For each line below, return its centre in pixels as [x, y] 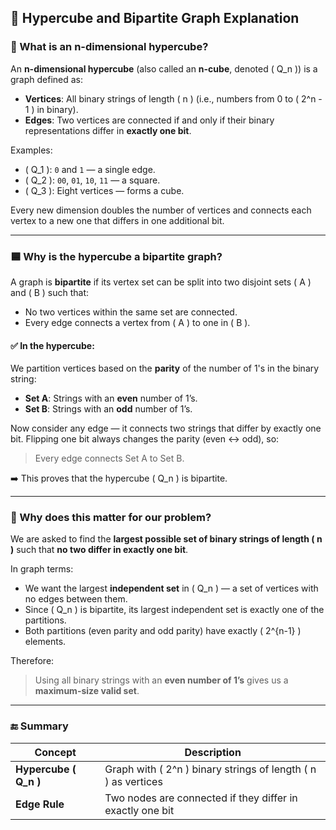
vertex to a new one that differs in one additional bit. [117, 220]
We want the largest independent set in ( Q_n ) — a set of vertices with [171, 588]
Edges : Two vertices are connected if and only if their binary [149, 120]
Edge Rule [40, 804]
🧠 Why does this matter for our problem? [111, 518]
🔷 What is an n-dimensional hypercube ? [109, 47]
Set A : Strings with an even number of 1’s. [111, 398]
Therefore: [32, 661]
